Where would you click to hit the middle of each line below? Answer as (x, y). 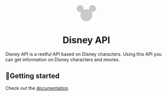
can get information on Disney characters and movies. (63, 60)
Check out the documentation (37, 88)
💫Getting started (33, 76)
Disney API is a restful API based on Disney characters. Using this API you (83, 54)
